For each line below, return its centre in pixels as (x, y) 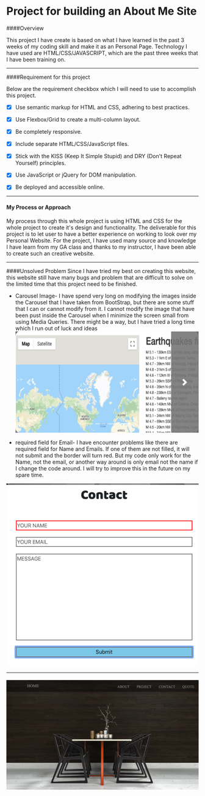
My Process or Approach (39, 207)
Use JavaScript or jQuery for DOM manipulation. (76, 175)
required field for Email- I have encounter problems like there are (96, 443)
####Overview (25, 28)
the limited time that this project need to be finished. (72, 284)
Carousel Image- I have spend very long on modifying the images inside (106, 296)
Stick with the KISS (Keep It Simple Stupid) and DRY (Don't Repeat (98, 156)
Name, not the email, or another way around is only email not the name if (106, 462)
